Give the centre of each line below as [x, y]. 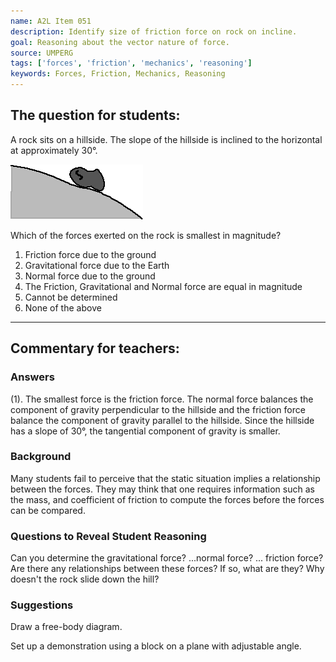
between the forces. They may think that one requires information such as [162, 489]
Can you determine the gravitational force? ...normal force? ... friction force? [167, 558]
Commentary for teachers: [95, 348]
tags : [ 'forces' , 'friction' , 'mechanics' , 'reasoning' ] [131, 63]
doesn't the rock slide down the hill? [85, 579]
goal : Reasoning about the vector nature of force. [120, 42]
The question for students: [95, 115]
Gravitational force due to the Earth [97, 265]
